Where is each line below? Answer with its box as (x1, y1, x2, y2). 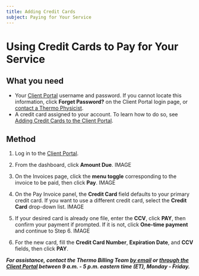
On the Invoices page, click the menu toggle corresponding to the (14, 173, 177, 180)
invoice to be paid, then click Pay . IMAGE (14, 179, 116, 186)
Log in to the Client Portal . (14, 150, 79, 157)
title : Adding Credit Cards (6, 8, 76, 15)
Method (6, 134, 36, 144)
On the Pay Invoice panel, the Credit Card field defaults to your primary (14, 191, 190, 198)
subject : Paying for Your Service (6, 14, 92, 20)
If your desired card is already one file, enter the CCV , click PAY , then (14, 215, 186, 222)
